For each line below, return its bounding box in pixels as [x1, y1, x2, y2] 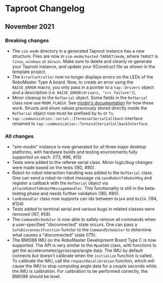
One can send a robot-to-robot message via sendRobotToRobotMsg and [12, 175, 152, 181]
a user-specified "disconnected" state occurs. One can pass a [12, 222, 137, 227]
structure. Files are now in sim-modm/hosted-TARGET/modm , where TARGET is [12, 53, 158, 59]
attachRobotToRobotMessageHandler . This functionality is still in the [12, 185, 144, 191]
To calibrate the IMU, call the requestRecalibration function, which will [12, 258, 155, 264]
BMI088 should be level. [12, 274, 61, 280]
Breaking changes [5, 37, 49, 44]
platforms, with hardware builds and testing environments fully [12, 149, 138, 155]
